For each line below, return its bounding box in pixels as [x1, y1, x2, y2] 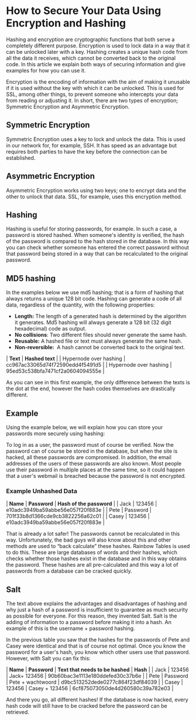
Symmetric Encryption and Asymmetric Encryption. [6, 103, 130, 110]
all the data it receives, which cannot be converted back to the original [6, 54, 176, 61]
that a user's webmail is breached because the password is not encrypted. [6, 473, 186, 479]
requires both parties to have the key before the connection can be [6, 148, 168, 155]
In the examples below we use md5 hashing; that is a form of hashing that [6, 289, 184, 296]
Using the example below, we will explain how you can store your [6, 424, 163, 430]
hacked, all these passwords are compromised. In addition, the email [6, 454, 171, 460]
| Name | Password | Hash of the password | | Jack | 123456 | [6, 500, 157, 507]
